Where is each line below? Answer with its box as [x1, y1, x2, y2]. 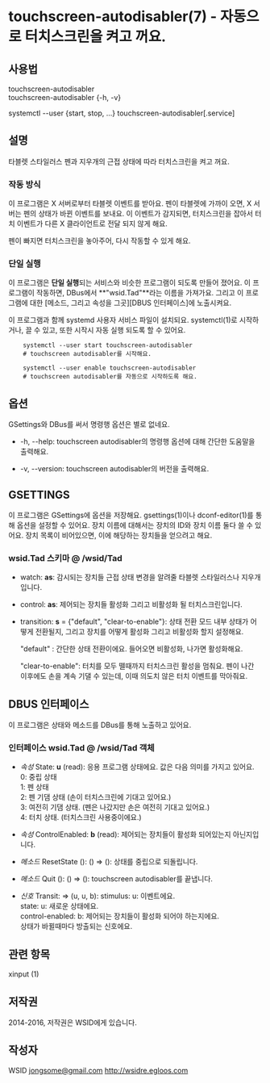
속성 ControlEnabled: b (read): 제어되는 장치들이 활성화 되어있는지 [19, 830, 231, 839]
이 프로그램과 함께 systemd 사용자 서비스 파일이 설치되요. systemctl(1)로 [8, 316, 238, 325]
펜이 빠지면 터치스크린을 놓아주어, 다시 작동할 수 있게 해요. [8, 236, 191, 246]
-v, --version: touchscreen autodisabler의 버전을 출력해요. [19, 464, 210, 474]
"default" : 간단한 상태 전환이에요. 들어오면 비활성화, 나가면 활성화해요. [19, 644, 243, 654]
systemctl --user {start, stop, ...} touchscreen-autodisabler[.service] [8, 108, 235, 118]
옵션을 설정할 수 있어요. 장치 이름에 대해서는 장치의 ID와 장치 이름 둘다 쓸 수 [16, 521, 254, 530]
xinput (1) [8, 969, 39, 979]
